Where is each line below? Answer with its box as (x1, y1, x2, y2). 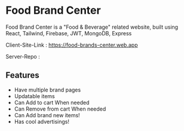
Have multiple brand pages (14, 86, 81, 93)
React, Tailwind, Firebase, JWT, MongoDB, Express (5, 29, 132, 36)
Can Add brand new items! (14, 111, 80, 118)
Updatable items (14, 92, 55, 99)
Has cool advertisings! (14, 118, 70, 125)
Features (5, 70, 39, 81)
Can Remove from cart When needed (14, 105, 106, 112)
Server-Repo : (5, 53, 40, 60)
